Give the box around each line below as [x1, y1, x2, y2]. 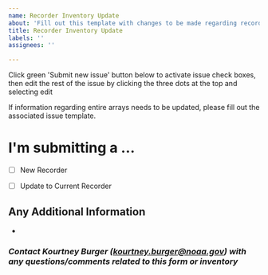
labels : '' [8, 33, 45, 42]
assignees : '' [8, 41, 56, 49]
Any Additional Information [8, 205, 146, 218]
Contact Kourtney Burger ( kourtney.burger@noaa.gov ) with [8, 246, 247, 257]
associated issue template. [8, 111, 97, 120]
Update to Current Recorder [19, 181, 112, 191]
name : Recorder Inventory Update [8, 11, 120, 20]
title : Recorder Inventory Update [8, 26, 124, 34]
